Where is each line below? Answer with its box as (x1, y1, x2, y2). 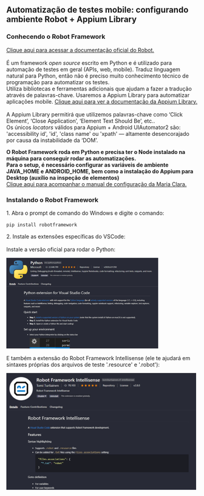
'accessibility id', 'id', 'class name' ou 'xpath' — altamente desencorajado (6, 130, 189, 137)
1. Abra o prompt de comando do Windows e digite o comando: (6, 209, 165, 216)
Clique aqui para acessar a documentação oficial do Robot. (6, 46, 155, 53)
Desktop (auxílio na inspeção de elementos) (6, 174, 120, 181)
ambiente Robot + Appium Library (6, 15, 137, 25)
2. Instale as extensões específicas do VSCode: (6, 233, 126, 240)
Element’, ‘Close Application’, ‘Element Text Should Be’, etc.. (6, 117, 155, 124)
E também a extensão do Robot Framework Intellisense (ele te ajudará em (6, 354, 191, 361)
